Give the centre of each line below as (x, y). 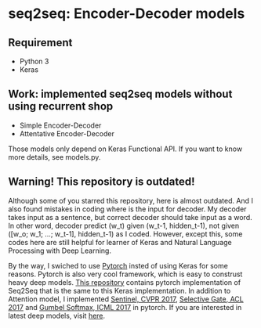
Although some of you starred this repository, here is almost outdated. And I (130, 200)
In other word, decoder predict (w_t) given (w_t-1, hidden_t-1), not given (124, 225)
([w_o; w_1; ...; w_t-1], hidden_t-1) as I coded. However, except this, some (125, 234)
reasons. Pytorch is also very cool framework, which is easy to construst (125, 274)
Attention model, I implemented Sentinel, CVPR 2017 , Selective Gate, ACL (126, 299)
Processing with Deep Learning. (60, 251)
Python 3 (34, 61)
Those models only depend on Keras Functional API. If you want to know (125, 149)
